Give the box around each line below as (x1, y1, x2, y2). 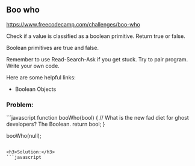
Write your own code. (6, 62, 60, 69)
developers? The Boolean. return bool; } (6, 120, 105, 128)
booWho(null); (6, 132, 42, 140)
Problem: (6, 100, 34, 109)
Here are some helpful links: (6, 73, 76, 81)
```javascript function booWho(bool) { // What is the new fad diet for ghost (6, 114, 190, 121)
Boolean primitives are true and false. (6, 44, 99, 51)
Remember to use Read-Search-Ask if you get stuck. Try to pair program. (6, 55, 188, 63)
